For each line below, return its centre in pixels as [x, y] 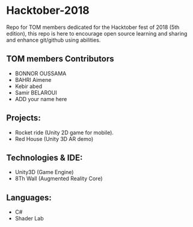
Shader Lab [29, 219]
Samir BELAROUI [36, 92]
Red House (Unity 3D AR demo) [54, 138]
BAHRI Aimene [33, 79]
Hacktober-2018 [48, 11]
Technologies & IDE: [44, 157]
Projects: [23, 118]
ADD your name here [41, 99]
